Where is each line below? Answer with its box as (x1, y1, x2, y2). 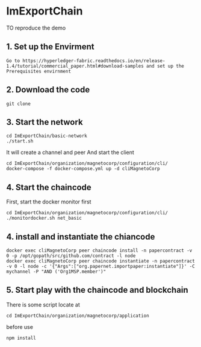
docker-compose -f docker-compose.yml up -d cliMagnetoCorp (6, 166, 161, 172)
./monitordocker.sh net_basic (6, 215, 82, 221)
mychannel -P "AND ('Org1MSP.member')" (6, 269, 107, 275)
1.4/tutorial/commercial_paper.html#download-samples (6, 63, 144, 69)
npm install (6, 335, 36, 341)
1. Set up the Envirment (6, 42, 94, 52)
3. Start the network (6, 116, 83, 127)
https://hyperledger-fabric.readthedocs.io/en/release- (22, 57, 165, 64)
